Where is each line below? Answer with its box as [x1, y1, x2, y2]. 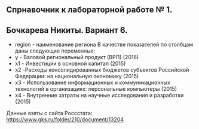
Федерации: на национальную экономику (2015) [14, 73, 139, 80]
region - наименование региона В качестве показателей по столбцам [14, 41, 193, 48]
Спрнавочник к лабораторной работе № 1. [6, 5, 173, 15]
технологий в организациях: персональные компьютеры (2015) [14, 85, 177, 93]
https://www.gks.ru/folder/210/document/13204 [6, 116, 124, 123]
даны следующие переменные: [14, 47, 96, 54]
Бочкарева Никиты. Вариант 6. [6, 25, 128, 35]
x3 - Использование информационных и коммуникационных [14, 79, 170, 86]
